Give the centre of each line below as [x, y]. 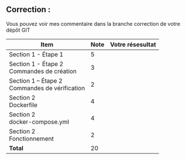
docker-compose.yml [39, 121]
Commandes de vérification [47, 88]
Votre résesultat [133, 45]
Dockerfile [23, 105]
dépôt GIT [18, 30]
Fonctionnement [31, 138]
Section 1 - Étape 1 [36, 54]
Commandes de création [43, 71]
